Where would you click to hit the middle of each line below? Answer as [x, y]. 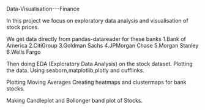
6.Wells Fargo [24, 52]
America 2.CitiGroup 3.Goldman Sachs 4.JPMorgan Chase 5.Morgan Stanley [102, 46]
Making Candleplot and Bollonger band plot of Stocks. [75, 101]
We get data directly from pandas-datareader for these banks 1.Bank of [96, 39]
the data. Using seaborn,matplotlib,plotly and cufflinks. [76, 70]
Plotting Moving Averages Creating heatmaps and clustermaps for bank [96, 82]
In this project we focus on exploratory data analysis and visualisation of [97, 20]
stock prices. [23, 27]
